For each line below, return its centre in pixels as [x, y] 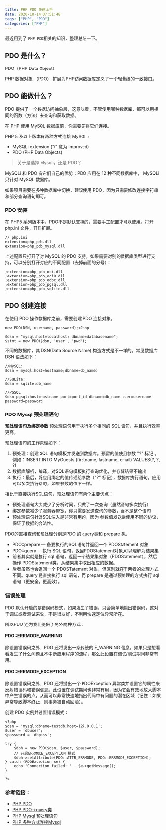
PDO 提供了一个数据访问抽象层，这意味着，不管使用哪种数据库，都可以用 [80, 109]
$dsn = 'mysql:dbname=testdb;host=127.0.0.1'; [54, 726]
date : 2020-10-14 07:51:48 [33, 14]
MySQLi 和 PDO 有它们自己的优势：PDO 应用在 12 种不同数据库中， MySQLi [82, 173]
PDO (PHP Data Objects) [37, 152]
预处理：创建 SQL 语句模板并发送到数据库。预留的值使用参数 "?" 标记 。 [85, 453]
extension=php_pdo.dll [28, 242]
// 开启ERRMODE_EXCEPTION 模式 [45, 753]
